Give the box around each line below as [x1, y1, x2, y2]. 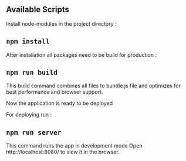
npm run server [6, 128, 62, 136]
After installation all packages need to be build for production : [6, 51, 157, 58]
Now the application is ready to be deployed [6, 100, 113, 107]
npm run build [6, 68, 58, 77]
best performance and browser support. [6, 88, 103, 95]
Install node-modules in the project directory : [6, 20, 117, 27]
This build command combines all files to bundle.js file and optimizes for [6, 82, 181, 90]
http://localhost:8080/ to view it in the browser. [6, 149, 120, 156]
